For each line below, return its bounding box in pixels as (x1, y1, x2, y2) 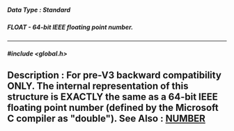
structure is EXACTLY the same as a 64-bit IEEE (7, 91, 218, 103)
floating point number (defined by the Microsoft (7, 102, 219, 114)
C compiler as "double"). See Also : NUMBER (7, 113, 205, 125)
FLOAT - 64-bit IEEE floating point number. (7, 23, 134, 31)
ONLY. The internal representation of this (7, 80, 189, 92)
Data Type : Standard (7, 6, 71, 14)
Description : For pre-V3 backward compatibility (7, 69, 221, 81)
